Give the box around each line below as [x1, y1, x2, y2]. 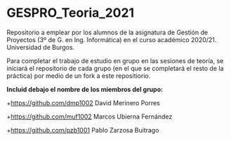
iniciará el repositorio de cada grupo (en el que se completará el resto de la [6, 64, 224, 72]
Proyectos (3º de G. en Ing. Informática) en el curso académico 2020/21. [6, 35, 217, 43]
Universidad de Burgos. [6, 43, 75, 51]
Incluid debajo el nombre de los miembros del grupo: [6, 85, 163, 93]
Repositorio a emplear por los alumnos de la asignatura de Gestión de [6, 28, 209, 36]
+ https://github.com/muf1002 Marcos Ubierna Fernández [6, 112, 173, 121]
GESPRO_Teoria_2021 [6, 5, 135, 21]
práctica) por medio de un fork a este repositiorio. [6, 72, 151, 80]
